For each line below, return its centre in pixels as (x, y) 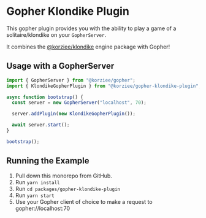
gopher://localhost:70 (43, 208)
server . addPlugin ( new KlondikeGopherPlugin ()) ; (74, 114)
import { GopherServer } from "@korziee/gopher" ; (71, 80)
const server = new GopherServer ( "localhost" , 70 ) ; (79, 103)
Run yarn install (37, 182)
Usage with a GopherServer (60, 66)
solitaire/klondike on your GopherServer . (56, 34)
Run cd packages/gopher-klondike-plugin (68, 189)
